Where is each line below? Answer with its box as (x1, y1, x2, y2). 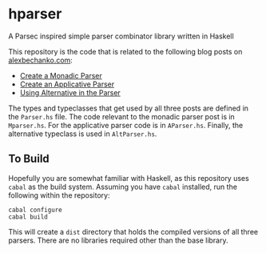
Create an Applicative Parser (19, 79, 114, 89)
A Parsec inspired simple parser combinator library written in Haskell (8, 31, 234, 41)
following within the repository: (8, 190, 110, 200)
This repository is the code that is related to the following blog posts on (8, 46, 243, 56)
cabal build (8, 213, 48, 221)
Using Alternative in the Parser (19, 87, 121, 97)
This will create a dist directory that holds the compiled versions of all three (8, 227, 258, 236)
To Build (8, 152, 50, 166)
